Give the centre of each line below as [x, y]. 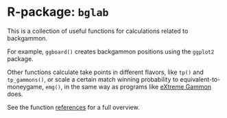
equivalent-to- [200, 79]
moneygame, [26, 86]
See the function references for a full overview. [73, 107]
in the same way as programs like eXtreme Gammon [138, 86]
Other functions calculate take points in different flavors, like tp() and [105, 72]
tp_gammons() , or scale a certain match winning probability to [93, 79]
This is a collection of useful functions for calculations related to [98, 31]
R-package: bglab [58, 12]
